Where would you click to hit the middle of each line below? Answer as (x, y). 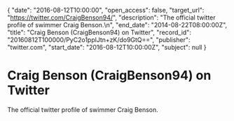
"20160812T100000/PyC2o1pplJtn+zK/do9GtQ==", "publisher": (99, 40)
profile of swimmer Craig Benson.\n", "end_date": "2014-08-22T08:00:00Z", (117, 25)
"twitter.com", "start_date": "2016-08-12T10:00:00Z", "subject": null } (107, 47)
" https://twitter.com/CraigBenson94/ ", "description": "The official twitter (111, 17)
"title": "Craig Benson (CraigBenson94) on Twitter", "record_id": (99, 32)
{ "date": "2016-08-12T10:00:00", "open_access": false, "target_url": (106, 10)
